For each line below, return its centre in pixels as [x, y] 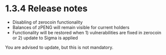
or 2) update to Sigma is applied [45, 38]
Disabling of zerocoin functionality [47, 22]
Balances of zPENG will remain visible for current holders [71, 27]
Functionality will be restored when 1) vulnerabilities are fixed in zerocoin [87, 32]
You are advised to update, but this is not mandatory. [59, 47]
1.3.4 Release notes [46, 9]
